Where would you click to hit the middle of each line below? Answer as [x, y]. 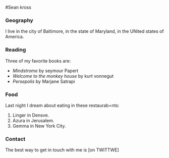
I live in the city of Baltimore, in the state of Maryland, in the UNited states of [84, 31]
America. [15, 37]
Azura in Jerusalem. [33, 120]
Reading [16, 50]
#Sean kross [18, 7]
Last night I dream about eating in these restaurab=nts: [62, 105]
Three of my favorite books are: [38, 61]
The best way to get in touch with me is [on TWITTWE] [62, 150]
